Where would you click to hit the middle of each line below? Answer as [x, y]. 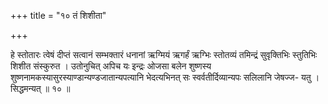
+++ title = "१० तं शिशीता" [58, 15]
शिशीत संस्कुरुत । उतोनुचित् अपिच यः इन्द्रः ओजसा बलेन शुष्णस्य [111, 66]
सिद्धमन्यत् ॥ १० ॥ [40, 88]
